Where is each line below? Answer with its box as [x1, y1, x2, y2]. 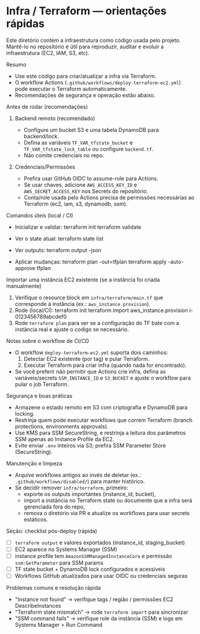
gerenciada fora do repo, [23, 503, 85, 510]
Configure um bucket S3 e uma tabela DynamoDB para [23, 126, 159, 133]
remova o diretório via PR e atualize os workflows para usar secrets [23, 509, 190, 516]
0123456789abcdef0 [14, 313, 67, 320]
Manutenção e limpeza [6, 460, 63, 467]
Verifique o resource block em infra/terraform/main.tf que [14, 294, 163, 301]
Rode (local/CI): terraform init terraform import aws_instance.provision [14, 307, 188, 314]
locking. [14, 410, 35, 417]
